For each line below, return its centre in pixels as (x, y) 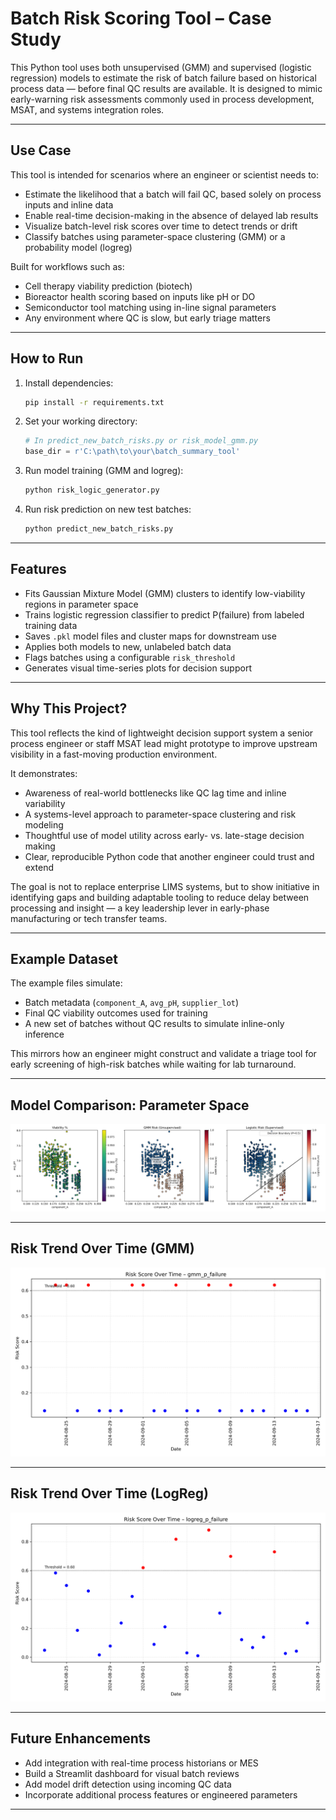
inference (44, 1034)
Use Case (41, 150)
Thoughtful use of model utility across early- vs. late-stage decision (164, 835)
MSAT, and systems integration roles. (87, 109)
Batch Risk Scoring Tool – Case (141, 18)
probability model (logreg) (78, 247)
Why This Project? (69, 708)
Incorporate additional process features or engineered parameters (161, 1794)
